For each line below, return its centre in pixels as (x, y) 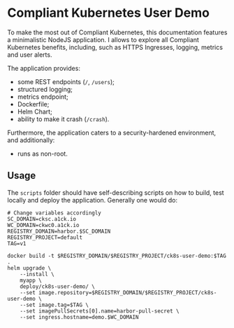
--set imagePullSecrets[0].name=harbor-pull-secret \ (100, 311)
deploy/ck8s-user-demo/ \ (58, 286)
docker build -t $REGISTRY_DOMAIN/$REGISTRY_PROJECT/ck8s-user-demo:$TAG (117, 256)
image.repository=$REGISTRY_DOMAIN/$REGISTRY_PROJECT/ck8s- (127, 292)
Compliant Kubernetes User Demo (108, 13)
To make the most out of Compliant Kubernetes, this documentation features (117, 32)
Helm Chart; (35, 111)
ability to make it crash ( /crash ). (63, 119)
